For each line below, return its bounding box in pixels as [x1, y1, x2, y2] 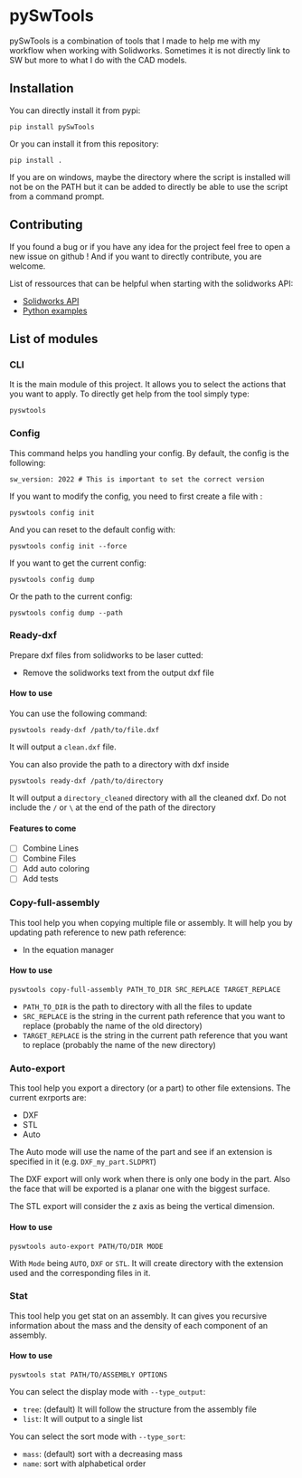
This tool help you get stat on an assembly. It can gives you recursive [9, 1310, 268, 1321]
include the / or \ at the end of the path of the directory [9, 802, 216, 813]
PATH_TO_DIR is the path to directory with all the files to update [22, 1001, 252, 1012]
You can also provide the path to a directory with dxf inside [9, 759, 230, 770]
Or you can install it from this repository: [9, 138, 160, 149]
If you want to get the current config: [9, 558, 146, 568]
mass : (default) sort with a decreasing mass [22, 1449, 184, 1459]
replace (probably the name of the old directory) [22, 1020, 203, 1031]
